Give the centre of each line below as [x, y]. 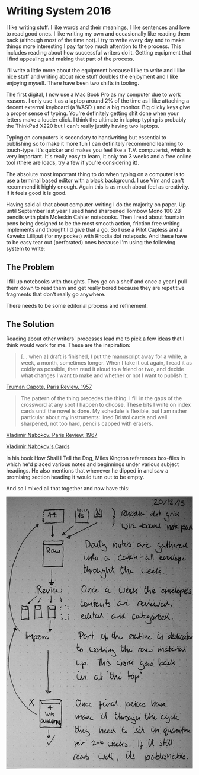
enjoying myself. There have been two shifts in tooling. [73, 83]
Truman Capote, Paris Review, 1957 [49, 387]
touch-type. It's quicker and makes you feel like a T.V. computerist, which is [99, 150]
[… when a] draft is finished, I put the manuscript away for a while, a [104, 356]
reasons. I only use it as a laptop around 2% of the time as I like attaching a [98, 101]
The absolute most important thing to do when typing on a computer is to [95, 174]
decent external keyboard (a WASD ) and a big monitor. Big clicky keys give [98, 107]
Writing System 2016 [59, 11]
